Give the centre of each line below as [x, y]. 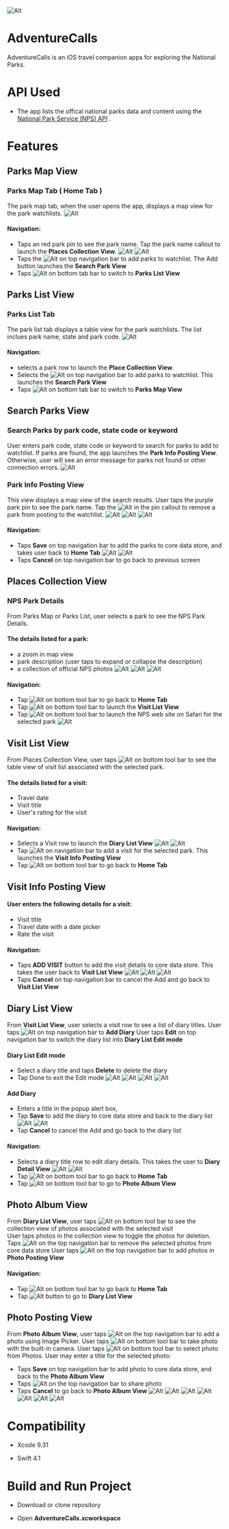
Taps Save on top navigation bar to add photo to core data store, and [114, 1369]
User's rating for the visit [52, 812]
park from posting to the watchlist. [56, 514]
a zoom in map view [45, 654]
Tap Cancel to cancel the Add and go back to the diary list [99, 1131]
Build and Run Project [69, 1486]
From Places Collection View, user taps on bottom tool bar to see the [112, 759]
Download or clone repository [59, 1505]
